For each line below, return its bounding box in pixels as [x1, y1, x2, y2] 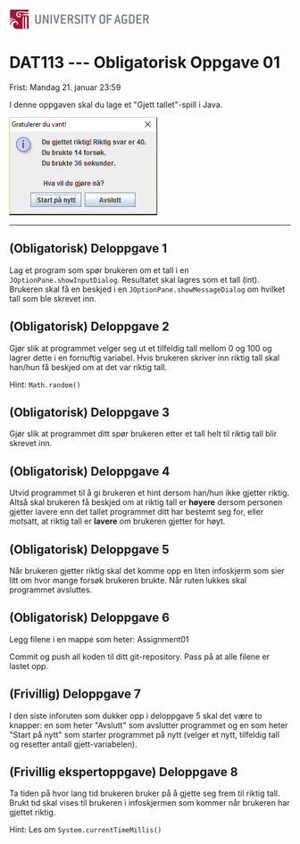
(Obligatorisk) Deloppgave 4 [9, 464, 171, 479]
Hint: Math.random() [9, 379, 81, 390]
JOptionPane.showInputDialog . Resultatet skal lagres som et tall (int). [9, 274, 261, 285]
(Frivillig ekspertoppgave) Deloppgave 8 [9, 765, 238, 780]
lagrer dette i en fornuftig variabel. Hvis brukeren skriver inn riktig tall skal [9, 352, 279, 363]
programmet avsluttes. [9, 584, 93, 595]
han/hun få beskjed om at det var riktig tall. [9, 361, 168, 372]
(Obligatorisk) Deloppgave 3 [9, 404, 170, 419]
